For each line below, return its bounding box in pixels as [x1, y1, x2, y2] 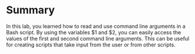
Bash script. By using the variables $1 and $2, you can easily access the [6, 28, 181, 35]
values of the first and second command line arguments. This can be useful [6, 35, 190, 42]
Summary [6, 3, 55, 17]
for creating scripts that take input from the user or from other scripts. [6, 41, 176, 48]
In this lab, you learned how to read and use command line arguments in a [6, 23, 186, 30]
